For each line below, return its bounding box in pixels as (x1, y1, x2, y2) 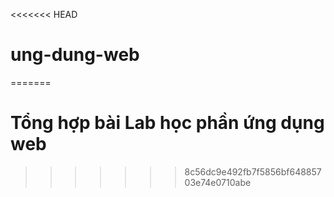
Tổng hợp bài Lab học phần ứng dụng (10, 112, 325, 134)
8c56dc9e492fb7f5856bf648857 (184, 165, 322, 178)
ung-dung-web (10, 44, 140, 66)
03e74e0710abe (184, 176, 252, 188)
